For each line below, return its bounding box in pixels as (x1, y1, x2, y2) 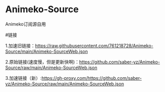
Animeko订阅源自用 (5, 21, 46, 27)
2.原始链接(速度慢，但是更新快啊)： (5, 58, 80, 65)
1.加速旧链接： (5, 42, 36, 49)
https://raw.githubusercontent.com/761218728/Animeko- (35, 42, 154, 49)
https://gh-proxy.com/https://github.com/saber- (41, 75, 142, 81)
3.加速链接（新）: (5, 75, 42, 81)
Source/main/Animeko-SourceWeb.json (5, 48, 88, 54)
